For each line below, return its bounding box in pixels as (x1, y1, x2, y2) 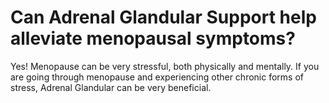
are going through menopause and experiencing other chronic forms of (10, 71, 304, 83)
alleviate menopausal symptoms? (10, 27, 296, 50)
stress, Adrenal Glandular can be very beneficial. (10, 81, 212, 93)
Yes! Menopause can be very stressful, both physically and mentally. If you (10, 60, 320, 72)
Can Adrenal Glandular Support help (10, 6, 317, 29)
